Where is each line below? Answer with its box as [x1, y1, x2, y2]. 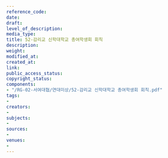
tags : [6, 93, 20, 99]
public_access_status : [6, 70, 63, 76]
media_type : [6, 31, 36, 37]
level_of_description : [6, 25, 63, 32]
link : [6, 64, 20, 71]
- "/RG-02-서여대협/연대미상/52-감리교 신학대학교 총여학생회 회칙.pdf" [6, 87, 163, 93]
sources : [6, 126, 28, 132]
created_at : [6, 59, 36, 65]
